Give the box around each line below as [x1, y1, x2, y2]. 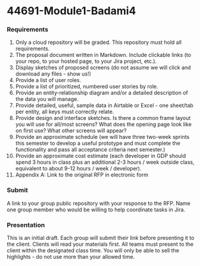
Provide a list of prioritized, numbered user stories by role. [15, 83, 158, 90]
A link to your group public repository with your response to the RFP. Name [7, 199, 191, 207]
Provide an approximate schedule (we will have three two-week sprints [15, 134, 190, 141]
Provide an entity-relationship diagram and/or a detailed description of [15, 89, 188, 96]
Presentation [7, 221, 45, 229]
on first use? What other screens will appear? [15, 127, 127, 134]
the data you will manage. [15, 96, 79, 103]
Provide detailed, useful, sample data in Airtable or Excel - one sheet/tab [15, 102, 194, 109]
